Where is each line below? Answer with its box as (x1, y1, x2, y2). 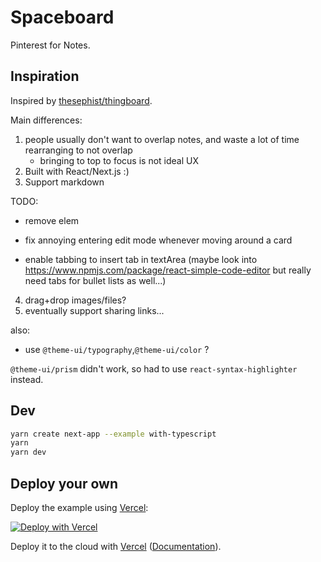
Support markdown (24, 176, 105, 188)
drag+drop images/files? (24, 294, 127, 306)
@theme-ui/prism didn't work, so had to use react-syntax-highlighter (10, 362, 298, 375)
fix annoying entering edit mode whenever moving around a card (24, 234, 293, 246)
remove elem (24, 214, 80, 226)
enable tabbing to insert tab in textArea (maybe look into (24, 253, 258, 265)
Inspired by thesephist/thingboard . (10, 94, 153, 106)
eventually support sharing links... (24, 304, 165, 316)
